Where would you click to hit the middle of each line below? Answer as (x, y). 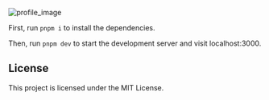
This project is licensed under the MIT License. (86, 87)
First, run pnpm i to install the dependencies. (82, 28)
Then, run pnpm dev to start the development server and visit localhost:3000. (135, 43)
